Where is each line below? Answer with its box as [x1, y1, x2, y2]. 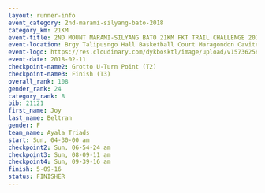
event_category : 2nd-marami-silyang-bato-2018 [8, 19, 164, 27]
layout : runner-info [8, 11, 77, 20]
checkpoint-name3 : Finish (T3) [8, 70, 111, 78]
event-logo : [8, 48, 47, 56]
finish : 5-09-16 [8, 165, 62, 173]
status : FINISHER [8, 173, 65, 181]
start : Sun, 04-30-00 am [8, 135, 90, 144]
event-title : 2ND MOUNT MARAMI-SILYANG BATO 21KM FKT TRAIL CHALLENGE [8, 33, 245, 42]
